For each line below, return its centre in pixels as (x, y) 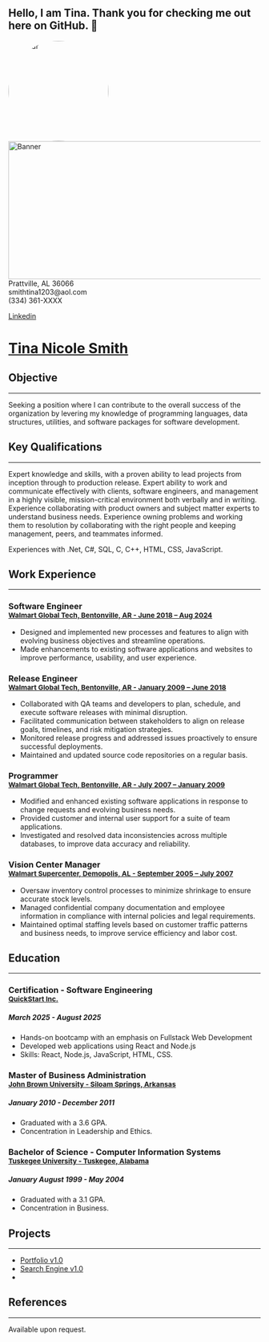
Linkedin (22, 315)
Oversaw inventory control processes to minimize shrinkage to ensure (135, 890)
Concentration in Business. (64, 1208)
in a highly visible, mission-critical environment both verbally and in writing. (133, 499)
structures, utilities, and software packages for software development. (124, 421)
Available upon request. (47, 1329)
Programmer (33, 775)
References (38, 1302)
